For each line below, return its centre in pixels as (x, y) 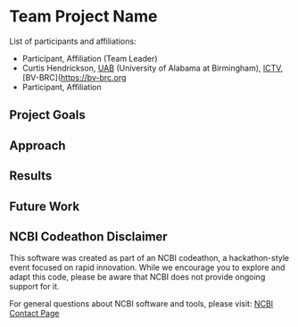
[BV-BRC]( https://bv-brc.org (74, 77)
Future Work (45, 206)
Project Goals (48, 115)
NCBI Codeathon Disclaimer (88, 236)
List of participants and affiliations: (73, 41)
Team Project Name (83, 17)
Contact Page (34, 314)
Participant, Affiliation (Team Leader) (90, 58)
